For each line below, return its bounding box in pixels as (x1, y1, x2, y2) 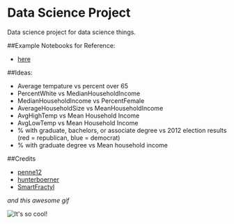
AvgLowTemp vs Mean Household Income (17, 118, 139, 127)
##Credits (7, 154, 36, 163)
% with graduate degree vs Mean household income (17, 141, 169, 149)
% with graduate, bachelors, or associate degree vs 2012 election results (17, 126, 227, 134)
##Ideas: (7, 68, 33, 77)
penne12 (17, 168, 42, 176)
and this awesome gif (7, 196, 70, 205)
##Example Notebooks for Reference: (7, 41, 116, 49)
